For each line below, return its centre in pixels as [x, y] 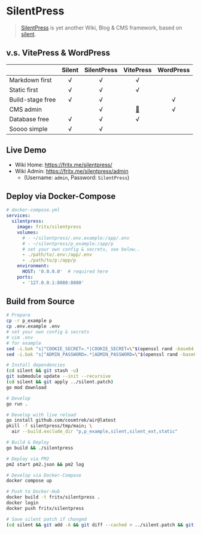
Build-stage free [33, 99]
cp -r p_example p [29, 321]
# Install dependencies [36, 365]
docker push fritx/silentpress [45, 508]
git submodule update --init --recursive [59, 377]
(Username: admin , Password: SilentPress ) [77, 177]
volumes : [28, 232]
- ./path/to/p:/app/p [49, 260]
